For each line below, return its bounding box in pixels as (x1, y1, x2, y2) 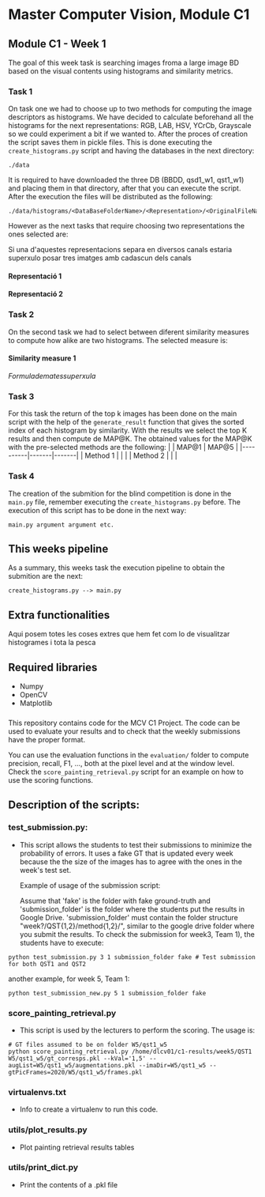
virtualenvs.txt (8, 1086, 67, 1097)
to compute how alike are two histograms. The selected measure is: (8, 335, 228, 345)
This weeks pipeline (8, 542, 109, 555)
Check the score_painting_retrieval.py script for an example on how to (8, 767, 244, 776)
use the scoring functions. (8, 775, 93, 784)
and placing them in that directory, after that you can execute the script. (8, 183, 241, 193)
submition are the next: (8, 572, 84, 581)
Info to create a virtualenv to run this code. (19, 1104, 159, 1114)
